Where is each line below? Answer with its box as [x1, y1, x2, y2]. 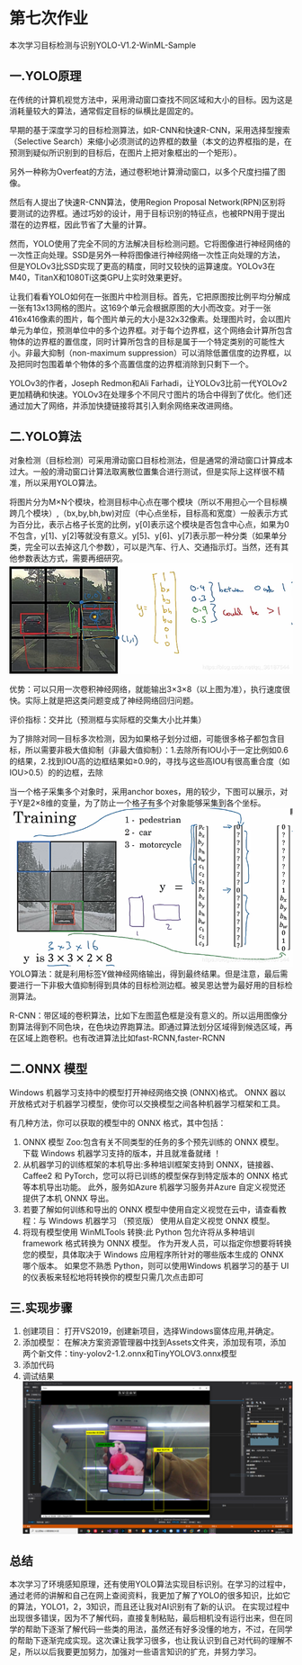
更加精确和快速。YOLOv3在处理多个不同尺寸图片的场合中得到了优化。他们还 [9, 389, 292, 400]
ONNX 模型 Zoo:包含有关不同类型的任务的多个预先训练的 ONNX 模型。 [22, 1136, 284, 1147]
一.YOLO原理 [9, 68, 83, 84]
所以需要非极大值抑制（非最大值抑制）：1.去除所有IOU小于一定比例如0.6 [24, 744, 289, 756]
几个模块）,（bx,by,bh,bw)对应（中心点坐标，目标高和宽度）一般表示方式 [16, 508, 289, 518]
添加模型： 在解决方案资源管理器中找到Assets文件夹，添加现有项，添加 [22, 1337, 287, 1348]
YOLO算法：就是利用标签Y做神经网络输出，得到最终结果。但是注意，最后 [9, 968, 280, 979]
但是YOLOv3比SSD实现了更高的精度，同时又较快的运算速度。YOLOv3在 [9, 260, 276, 271]
